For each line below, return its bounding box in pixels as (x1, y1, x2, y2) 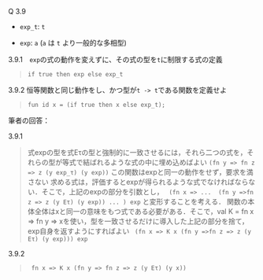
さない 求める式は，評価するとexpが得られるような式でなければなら (27, 177, 249, 186)
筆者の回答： (8, 116, 50, 125)
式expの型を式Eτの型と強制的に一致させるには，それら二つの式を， (27, 148, 247, 157)
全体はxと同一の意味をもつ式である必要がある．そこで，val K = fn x (34, 207, 254, 216)
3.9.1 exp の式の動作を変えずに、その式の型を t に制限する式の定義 (8, 55, 223, 64)
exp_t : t (19, 22, 46, 31)
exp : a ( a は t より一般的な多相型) (19, 39, 128, 47)
